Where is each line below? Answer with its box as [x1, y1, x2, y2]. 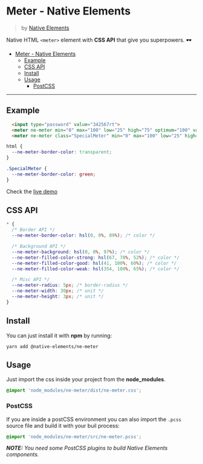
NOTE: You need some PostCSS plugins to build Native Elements [6, 445, 168, 452]
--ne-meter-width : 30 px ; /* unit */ [11, 288, 104, 294]
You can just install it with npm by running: [6, 332, 112, 339]
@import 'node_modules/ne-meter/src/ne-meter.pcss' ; [6, 433, 142, 440]
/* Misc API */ [11, 276, 50, 283]
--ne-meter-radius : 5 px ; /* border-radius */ [11, 282, 129, 288]
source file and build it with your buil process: [6, 422, 120, 429]
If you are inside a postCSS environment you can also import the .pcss [6, 415, 182, 423]
